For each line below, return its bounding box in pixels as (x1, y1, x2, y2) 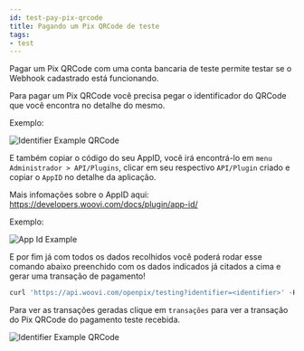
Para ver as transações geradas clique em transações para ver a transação (9, 305, 289, 316)
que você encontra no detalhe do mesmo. (9, 100, 166, 111)
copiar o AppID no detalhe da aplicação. (9, 172, 157, 183)
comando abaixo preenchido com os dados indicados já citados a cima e (9, 261, 281, 272)
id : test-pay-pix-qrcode (9, 13, 103, 23)
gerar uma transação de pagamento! (9, 270, 147, 281)
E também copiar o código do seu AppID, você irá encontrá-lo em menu (9, 153, 273, 164)
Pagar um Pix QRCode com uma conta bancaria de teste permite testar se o (9, 63, 292, 74)
